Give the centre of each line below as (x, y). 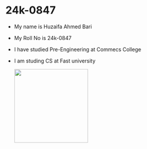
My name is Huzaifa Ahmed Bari (53, 27)
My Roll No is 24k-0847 (43, 38)
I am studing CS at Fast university (55, 61)
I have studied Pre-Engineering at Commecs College (78, 49)
